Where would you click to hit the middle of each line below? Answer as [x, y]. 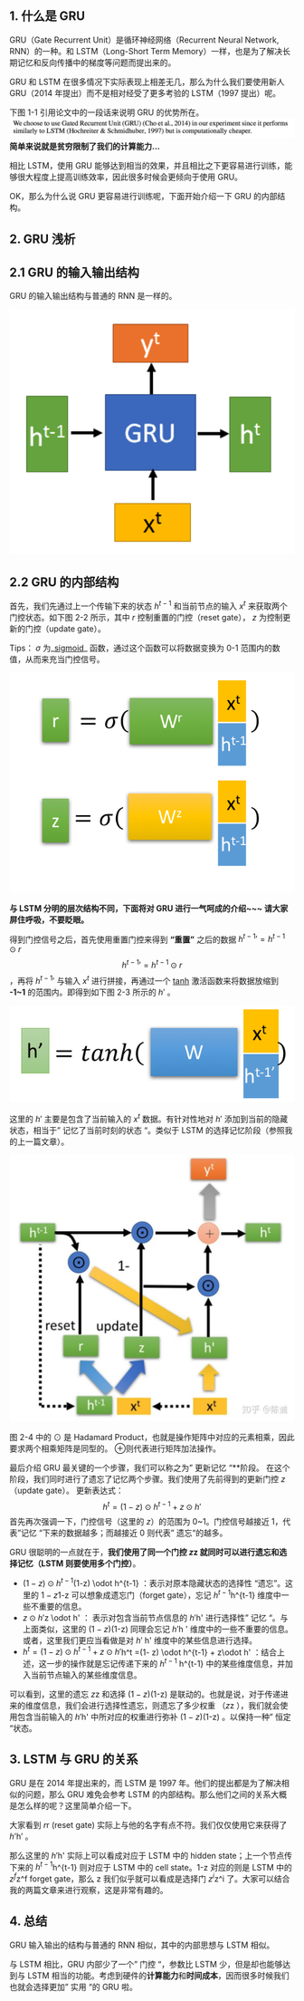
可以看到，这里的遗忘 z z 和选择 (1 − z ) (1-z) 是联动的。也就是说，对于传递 [145, 1694]
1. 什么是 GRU [47, 16]
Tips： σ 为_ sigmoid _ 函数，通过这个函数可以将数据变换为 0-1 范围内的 [141, 648]
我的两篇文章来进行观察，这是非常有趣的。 [89, 1890]
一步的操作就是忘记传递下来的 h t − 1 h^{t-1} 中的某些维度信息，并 [166, 1663]
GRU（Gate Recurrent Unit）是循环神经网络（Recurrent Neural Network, [144, 40]
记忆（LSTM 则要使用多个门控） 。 [79, 1563]
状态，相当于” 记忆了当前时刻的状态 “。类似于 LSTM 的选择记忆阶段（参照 [147, 1130]
